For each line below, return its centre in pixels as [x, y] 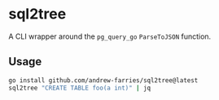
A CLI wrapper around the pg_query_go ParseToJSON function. [110, 36]
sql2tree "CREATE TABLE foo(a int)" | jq [80, 88]
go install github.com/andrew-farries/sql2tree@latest [103, 80]
